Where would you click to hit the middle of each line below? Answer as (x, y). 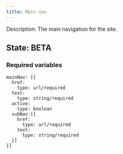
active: (21, 104)
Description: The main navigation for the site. (62, 29)
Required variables (34, 65)
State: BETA (29, 48)
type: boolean (34, 109)
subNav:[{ (24, 114)
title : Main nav (26, 12)
